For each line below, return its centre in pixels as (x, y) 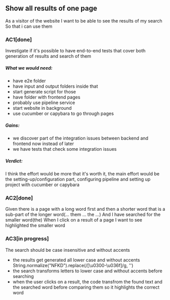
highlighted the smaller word (35, 226)
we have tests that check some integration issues (65, 149)
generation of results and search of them (48, 56)
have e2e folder (29, 81)
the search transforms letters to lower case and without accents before (87, 271)
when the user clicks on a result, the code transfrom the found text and (87, 282)
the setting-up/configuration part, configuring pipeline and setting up (78, 179)
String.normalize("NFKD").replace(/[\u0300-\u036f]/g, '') (73, 265)
